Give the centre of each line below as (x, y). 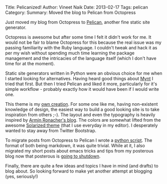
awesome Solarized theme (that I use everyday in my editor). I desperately (82, 125)
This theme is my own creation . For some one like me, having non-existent (82, 104)
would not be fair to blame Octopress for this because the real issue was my (83, 42)
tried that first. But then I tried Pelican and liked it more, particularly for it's (81, 84)
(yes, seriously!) (22, 176)
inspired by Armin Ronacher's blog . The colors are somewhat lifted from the (83, 120)
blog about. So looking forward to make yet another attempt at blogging (79, 171)
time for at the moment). (30, 64)
